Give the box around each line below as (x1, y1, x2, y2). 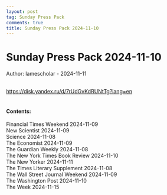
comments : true (6, 19, 44, 25)
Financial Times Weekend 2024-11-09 (6, 121, 99, 128)
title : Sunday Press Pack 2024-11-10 (6, 25, 99, 31)
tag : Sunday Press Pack (6, 14, 65, 20)
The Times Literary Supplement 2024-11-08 (6, 165, 113, 172)
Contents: (6, 108, 31, 115)
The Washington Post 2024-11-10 (6, 177, 87, 184)
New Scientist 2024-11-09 (6, 127, 70, 134)
